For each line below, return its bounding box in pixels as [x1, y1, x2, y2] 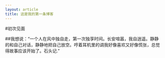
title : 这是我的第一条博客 [5, 12, 54, 16]
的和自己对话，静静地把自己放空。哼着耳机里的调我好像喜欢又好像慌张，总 [5, 42, 156, 47]
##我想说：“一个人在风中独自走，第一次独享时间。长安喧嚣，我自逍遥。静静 [5, 36, 159, 42]
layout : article [5, 7, 38, 12]
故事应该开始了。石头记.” [9, 48, 60, 54]
